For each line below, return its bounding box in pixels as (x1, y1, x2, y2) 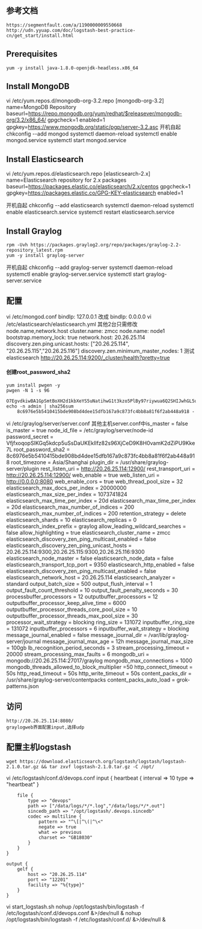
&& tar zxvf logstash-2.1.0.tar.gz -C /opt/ (41, 763, 155, 769)
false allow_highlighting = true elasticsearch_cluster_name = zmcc (6, 529, 171, 536)
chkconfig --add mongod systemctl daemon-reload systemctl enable (6, 130, 177, 137)
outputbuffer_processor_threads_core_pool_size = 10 (6, 606, 138, 613)
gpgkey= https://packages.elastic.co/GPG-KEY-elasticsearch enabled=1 (6, 189, 183, 197)
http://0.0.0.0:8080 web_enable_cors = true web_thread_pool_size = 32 (6, 478, 183, 485)
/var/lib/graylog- (148, 632, 189, 639)
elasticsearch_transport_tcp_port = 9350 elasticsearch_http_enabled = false (6, 561, 195, 568)
